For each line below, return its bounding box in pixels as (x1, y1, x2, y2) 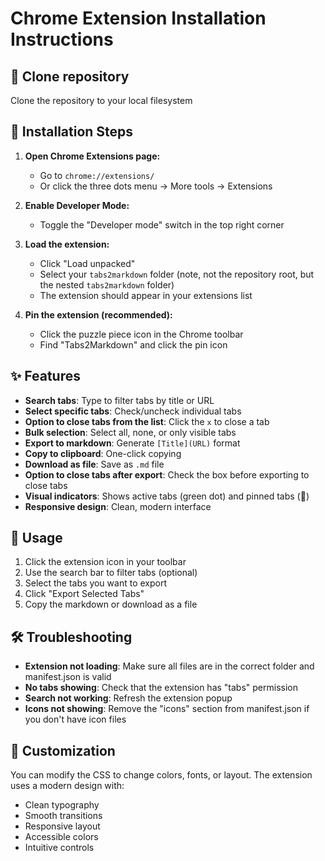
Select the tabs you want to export (24, 577, 167, 589)
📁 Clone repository (10, 68, 130, 85)
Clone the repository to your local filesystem (10, 95, 193, 106)
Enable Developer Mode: (24, 199, 130, 211)
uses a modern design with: (10, 780, 125, 792)
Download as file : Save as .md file (24, 458, 165, 470)
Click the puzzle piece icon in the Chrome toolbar (39, 328, 244, 340)
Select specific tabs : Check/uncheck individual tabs (24, 405, 242, 417)
